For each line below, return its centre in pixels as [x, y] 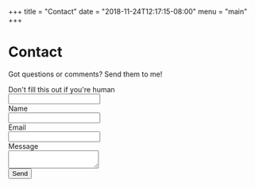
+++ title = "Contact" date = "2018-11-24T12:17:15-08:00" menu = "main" [128, 12]
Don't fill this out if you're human [62, 89]
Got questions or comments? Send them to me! [85, 74]
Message [23, 146]
